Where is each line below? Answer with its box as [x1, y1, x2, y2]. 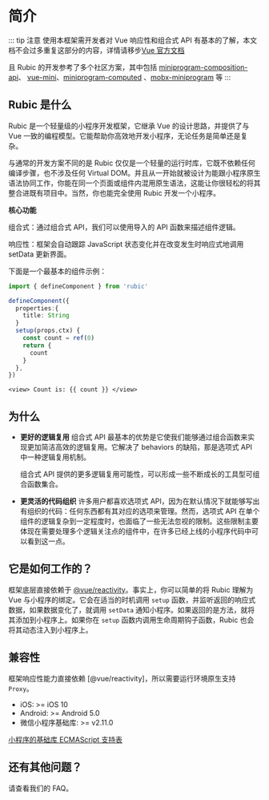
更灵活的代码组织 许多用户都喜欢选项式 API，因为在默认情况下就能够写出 [19, 496, 260, 506]
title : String [22, 312, 70, 320]
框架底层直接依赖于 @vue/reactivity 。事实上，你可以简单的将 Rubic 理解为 [8, 584, 254, 594]
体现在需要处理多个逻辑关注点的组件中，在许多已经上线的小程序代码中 [19, 527, 252, 536]
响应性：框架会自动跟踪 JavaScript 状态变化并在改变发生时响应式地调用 [8, 239, 244, 248]
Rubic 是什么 [8, 98, 72, 112]
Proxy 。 [8, 683, 34, 693]
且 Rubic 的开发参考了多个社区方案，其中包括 [8, 62, 158, 72]
